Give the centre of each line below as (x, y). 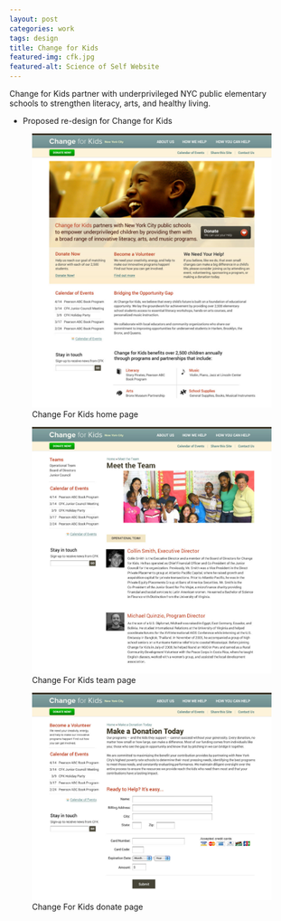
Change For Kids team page (84, 679)
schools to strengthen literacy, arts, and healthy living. (110, 103)
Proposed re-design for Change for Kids (98, 121)
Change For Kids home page (85, 414)
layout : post (34, 19)
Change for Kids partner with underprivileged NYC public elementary (138, 94)
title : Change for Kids (54, 48)
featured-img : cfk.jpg (52, 57)
